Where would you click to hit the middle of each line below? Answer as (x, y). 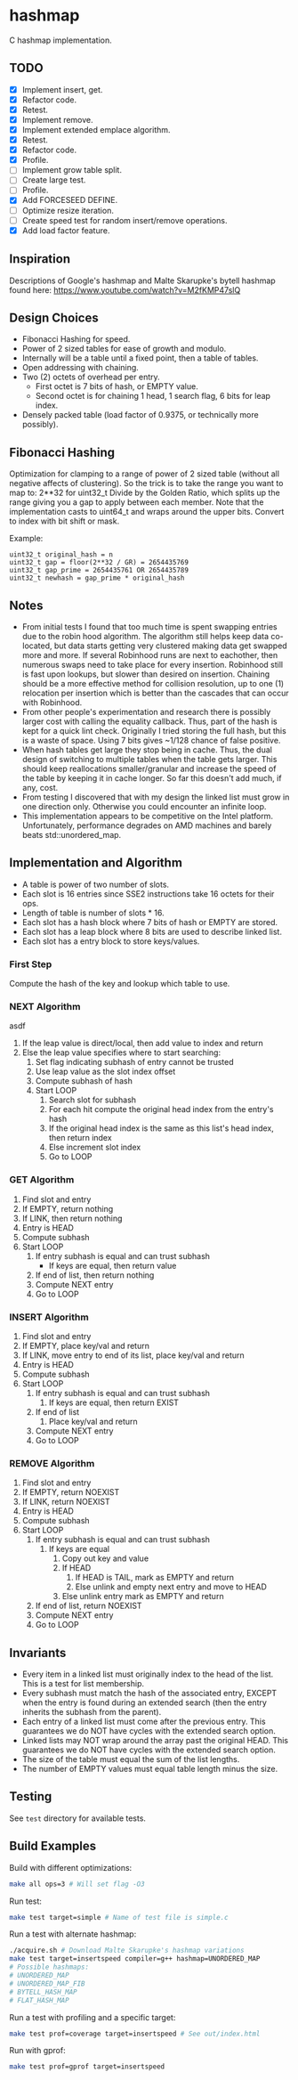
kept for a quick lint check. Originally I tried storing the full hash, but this (154, 730)
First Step (31, 964)
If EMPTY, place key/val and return (85, 1345)
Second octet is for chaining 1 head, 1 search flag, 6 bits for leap (153, 396)
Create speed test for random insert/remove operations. (125, 220)
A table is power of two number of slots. (96, 884)
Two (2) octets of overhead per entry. (91, 377)
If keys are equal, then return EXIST (114, 1402)
